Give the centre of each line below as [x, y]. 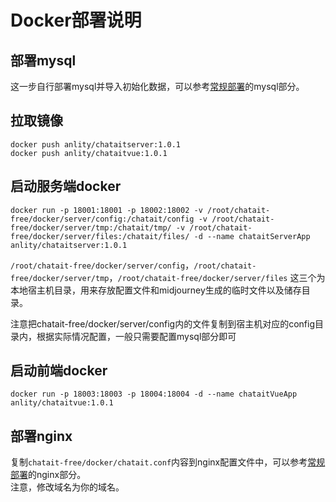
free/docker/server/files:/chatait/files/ [100, 236]
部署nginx [41, 436]
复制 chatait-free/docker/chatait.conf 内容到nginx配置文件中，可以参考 [159, 462]
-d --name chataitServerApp [252, 236]
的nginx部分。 [57, 475]
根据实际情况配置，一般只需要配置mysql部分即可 [136, 336]
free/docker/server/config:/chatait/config [102, 219]
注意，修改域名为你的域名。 [67, 487]
